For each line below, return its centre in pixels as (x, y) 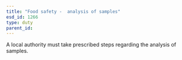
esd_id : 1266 (22, 17)
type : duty (20, 22)
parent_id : (20, 28)
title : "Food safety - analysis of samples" (63, 11)
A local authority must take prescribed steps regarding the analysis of (91, 45)
